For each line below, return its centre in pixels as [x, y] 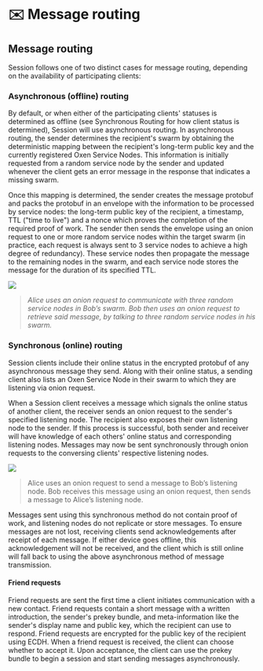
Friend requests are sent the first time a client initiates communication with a [131, 600]
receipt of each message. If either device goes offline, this [102, 540]
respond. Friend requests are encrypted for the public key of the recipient [127, 633]
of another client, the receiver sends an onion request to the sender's [121, 411]
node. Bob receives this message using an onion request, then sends [139, 491]
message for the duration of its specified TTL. [82, 270]
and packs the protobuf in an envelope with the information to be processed [131, 203]
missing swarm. [34, 180]
